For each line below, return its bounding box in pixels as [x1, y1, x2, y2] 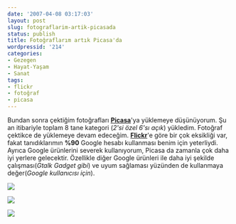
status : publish [7, 30, 55, 38]
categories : [7, 50, 43, 58]
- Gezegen [7, 57, 37, 64]
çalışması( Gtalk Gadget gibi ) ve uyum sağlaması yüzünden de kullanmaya [7, 161, 224, 169]
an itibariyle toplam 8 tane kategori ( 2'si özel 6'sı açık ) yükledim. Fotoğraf [7, 124, 222, 132]
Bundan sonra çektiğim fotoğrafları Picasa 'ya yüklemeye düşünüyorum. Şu [7, 116, 227, 124]
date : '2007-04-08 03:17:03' [7, 10, 94, 18]
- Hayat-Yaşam [7, 63, 50, 70]
